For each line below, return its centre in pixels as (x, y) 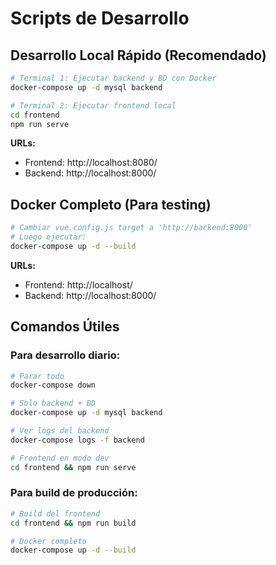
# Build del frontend (55, 513)
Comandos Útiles (65, 327)
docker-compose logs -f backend (77, 440)
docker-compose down (53, 385)
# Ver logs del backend (60, 431)
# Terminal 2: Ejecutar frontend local (93, 105)
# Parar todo (37, 376)
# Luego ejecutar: (48, 237)
